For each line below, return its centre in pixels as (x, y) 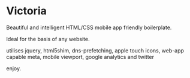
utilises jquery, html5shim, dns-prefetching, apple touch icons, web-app (95, 50)
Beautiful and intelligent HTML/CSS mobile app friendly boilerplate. (89, 27)
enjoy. (14, 68)
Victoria (26, 11)
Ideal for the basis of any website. (48, 39)
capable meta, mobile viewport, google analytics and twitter (80, 57)
